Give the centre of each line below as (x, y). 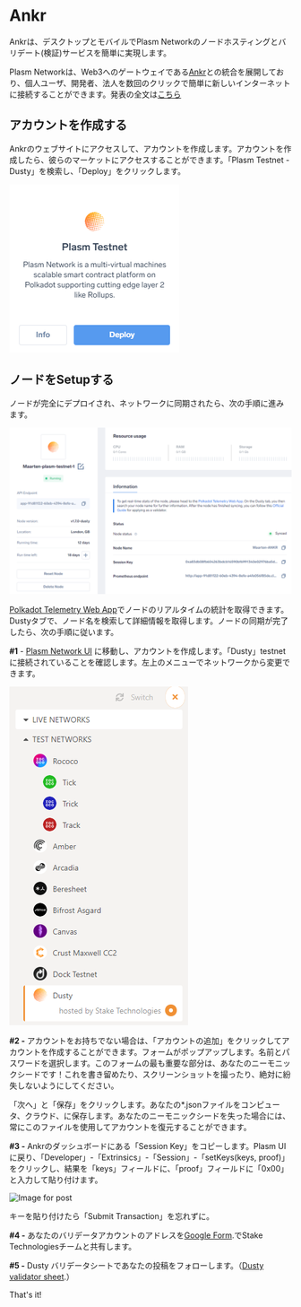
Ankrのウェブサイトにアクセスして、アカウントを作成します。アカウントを (146, 148)
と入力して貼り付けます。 (56, 1180)
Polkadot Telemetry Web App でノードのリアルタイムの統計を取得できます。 (149, 609)
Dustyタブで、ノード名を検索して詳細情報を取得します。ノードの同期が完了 (149, 621)
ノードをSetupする (62, 380)
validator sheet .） (42, 1277)
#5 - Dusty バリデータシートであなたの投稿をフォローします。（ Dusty (137, 1265)
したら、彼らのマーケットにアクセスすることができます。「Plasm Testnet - (153, 160)
